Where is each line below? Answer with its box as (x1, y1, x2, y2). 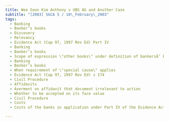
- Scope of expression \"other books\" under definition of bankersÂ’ (10, 53, 161, 59)
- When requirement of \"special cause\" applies (10, 68, 116, 73)
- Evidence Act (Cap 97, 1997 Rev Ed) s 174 (10, 72, 105, 77)
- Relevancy (10, 35, 35, 40)
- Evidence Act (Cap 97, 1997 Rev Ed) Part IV (10, 40, 109, 45)
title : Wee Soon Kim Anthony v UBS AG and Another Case (5, 7, 125, 12)
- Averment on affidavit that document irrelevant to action (10, 86, 141, 91)
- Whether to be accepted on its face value (10, 91, 105, 96)
